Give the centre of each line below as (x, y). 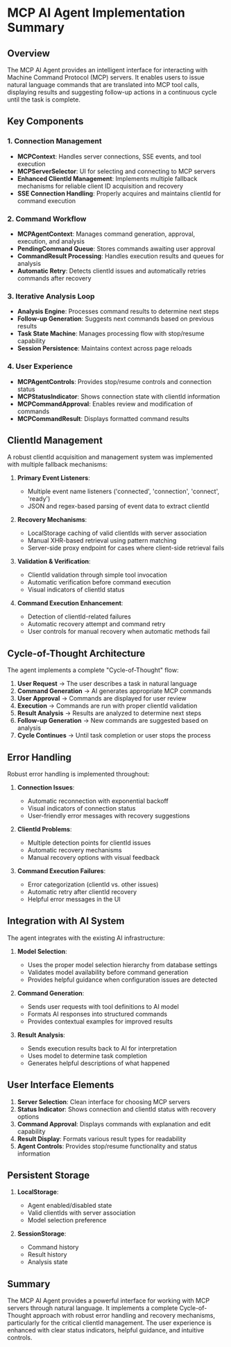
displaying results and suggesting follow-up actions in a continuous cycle (112, 92)
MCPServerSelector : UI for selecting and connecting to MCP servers (116, 171)
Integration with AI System (66, 921)
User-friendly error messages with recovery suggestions (109, 816)
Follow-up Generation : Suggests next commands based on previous (115, 319)
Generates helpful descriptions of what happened (99, 1063)
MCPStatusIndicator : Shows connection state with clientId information (119, 396)
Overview (29, 53)
